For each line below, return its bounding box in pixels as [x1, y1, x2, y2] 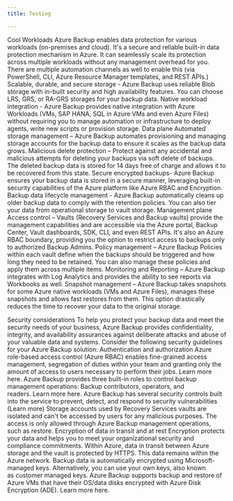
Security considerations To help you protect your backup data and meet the [7, 315, 225, 324]
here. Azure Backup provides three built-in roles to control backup [7, 374, 197, 383]
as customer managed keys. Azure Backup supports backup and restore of [7, 471, 223, 479]
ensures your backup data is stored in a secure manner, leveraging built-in [7, 176, 220, 185]
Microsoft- [184, 456, 216, 464]
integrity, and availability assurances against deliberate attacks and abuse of [7, 330, 227, 339]
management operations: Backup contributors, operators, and [7, 382, 184, 390]
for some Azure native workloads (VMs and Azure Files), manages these [7, 287, 215, 295]
